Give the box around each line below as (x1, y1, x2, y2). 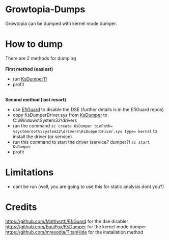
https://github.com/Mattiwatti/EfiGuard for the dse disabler (5, 218, 129, 224)
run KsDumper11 (12, 75, 47, 82)
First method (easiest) (5, 66, 53, 72)
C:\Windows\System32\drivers (12, 117, 77, 123)
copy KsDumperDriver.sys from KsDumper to (12, 112, 108, 118)
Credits (5, 201, 37, 212)
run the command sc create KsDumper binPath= (12, 122, 113, 128)
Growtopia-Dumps (5, 4, 86, 15)
